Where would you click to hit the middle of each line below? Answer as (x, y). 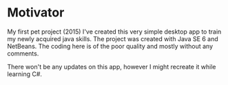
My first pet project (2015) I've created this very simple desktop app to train (114, 32)
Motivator (36, 13)
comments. (23, 53)
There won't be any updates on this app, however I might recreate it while (112, 66)
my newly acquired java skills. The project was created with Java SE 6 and (113, 38)
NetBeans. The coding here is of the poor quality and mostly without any (110, 46)
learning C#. (25, 74)
